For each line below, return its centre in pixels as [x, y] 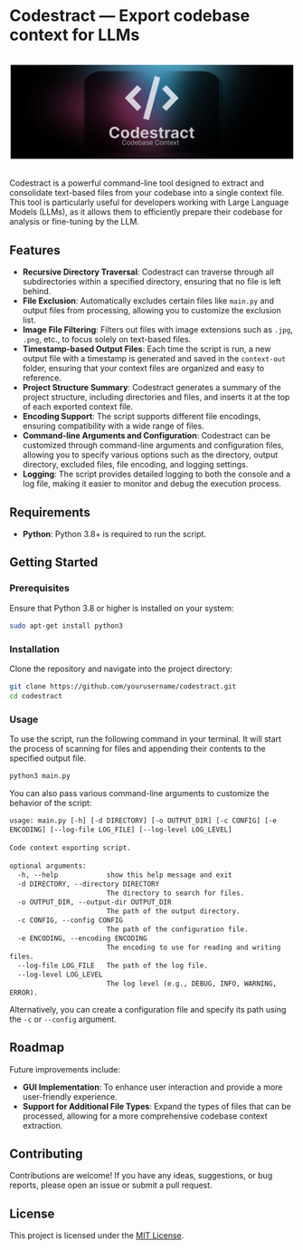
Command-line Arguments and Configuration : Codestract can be [147, 436]
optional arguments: [48, 866]
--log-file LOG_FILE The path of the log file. [113, 966]
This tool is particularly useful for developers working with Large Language [149, 202]
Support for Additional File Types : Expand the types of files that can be [156, 1106]
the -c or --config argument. [63, 1019]
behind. [37, 292]
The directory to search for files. [175, 893]
